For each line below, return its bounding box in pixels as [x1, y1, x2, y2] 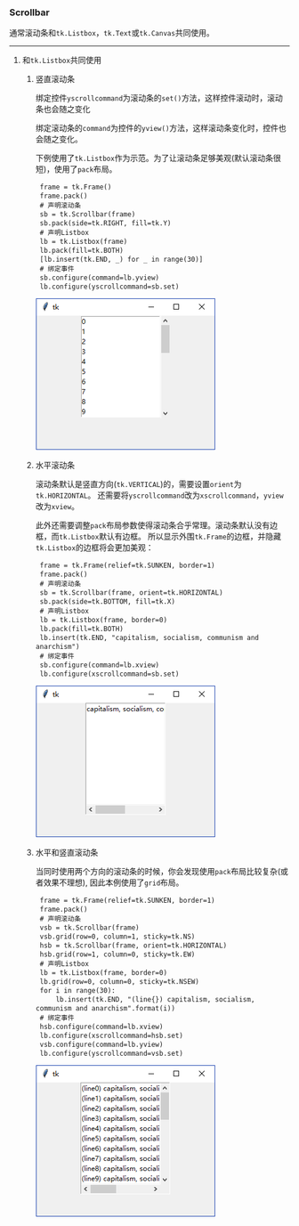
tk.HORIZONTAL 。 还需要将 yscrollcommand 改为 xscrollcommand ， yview [35, 490, 284, 500]
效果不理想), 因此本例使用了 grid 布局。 [43, 877, 184, 888]
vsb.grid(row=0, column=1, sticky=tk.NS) [39, 932, 196, 941]
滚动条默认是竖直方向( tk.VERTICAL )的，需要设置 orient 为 [35, 479, 242, 490]
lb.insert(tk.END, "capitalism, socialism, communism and [39, 634, 260, 643]
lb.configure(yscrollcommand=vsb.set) [39, 1049, 184, 1059]
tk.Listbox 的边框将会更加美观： [35, 542, 154, 553]
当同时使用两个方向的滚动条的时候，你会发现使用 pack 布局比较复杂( [35, 866, 281, 877]
